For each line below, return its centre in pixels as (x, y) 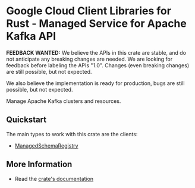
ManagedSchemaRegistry (46, 145)
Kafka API (31, 36)
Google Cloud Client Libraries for (89, 11)
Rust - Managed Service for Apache (97, 23)
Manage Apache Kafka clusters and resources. (64, 101)
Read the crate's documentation (54, 178)
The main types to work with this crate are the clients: (72, 134)
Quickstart (26, 120)
